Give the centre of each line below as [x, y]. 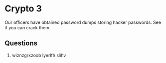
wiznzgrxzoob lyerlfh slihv [39, 55]
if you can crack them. [28, 27]
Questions [21, 43]
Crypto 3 [23, 9]
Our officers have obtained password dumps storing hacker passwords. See [83, 22]
